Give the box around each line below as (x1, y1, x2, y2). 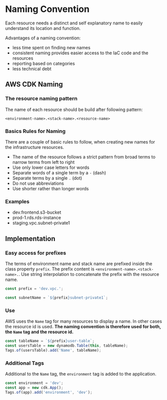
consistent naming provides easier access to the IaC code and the (12, 50, 149, 56)
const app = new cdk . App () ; (5, 385, 64, 390)
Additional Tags (5, 360, 44, 367)
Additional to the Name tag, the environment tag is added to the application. (5, 371, 157, 377)
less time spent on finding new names (12, 44, 91, 50)
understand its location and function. (5, 25, 81, 31)
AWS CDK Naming (5, 80, 63, 89)
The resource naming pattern (5, 95, 78, 102)
